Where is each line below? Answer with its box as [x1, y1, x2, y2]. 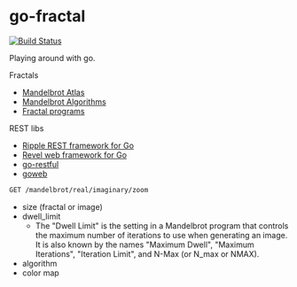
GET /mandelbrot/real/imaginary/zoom [9, 185, 149, 194]
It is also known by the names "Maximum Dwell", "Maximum [35, 239, 254, 250]
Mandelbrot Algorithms [21, 96, 106, 107]
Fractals [9, 69, 39, 81]
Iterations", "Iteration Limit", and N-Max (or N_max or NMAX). [35, 248, 260, 259]
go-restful [21, 159, 59, 169]
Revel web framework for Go [21, 149, 127, 160]
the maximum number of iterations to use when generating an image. [35, 229, 288, 240]
